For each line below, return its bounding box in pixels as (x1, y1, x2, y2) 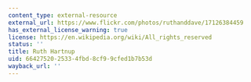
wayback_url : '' (8, 62, 61, 70)
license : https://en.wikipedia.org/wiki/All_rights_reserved (8, 33, 213, 41)
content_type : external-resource (8, 11, 118, 20)
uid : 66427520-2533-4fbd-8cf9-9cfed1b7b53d (8, 55, 153, 63)
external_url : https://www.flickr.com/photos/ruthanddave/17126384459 (8, 19, 244, 27)
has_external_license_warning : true (8, 26, 128, 34)
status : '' (8, 41, 44, 48)
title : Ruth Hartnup (8, 48, 76, 55)
